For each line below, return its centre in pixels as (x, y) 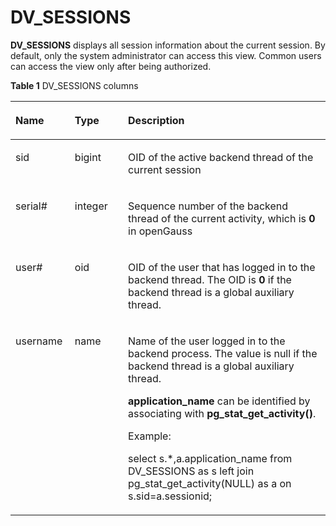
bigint (88, 157)
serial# (31, 206)
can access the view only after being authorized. (111, 66)
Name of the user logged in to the (207, 341)
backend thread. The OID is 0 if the (210, 279)
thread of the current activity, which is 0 (222, 218)
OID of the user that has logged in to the (222, 267)
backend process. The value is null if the (223, 353)
